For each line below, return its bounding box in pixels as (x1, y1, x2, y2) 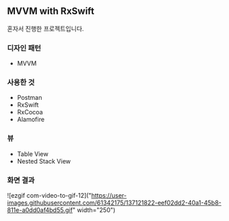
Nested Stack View (16, 157, 71, 165)
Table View (16, 150, 49, 158)
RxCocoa (16, 108, 43, 116)
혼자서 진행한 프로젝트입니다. (7, 24, 84, 33)
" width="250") (72, 206, 116, 214)
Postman (16, 94, 42, 102)
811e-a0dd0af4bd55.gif (7, 206, 73, 214)
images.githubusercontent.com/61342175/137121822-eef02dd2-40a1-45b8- (7, 198, 222, 207)
